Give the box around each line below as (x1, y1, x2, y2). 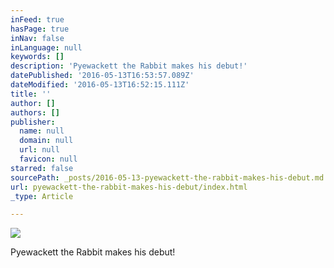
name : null (19, 126, 65, 136)
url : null (19, 145, 60, 155)
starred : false (10, 163, 74, 173)
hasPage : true (10, 24, 70, 34)
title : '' (10, 89, 52, 99)
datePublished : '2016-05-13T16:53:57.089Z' (10, 71, 195, 81)
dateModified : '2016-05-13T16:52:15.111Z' (10, 80, 190, 90)
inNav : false (10, 33, 65, 43)
